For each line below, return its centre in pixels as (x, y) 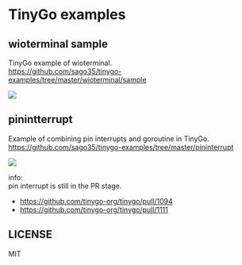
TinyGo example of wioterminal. (60, 63)
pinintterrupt (40, 119)
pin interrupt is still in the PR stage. (65, 186)
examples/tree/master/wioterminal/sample (77, 80)
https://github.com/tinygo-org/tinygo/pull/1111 (94, 209)
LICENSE (31, 234)
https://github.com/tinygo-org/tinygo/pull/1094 (96, 201)
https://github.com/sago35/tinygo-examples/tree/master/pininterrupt (121, 147)
